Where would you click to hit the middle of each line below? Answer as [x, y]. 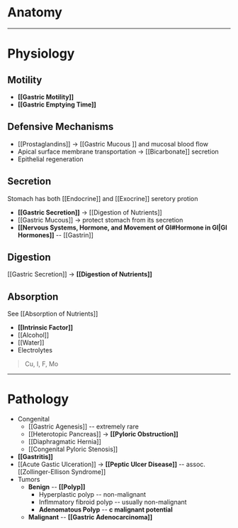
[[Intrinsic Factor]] [45, 328]
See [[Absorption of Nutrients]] [53, 314]
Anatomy [35, 12]
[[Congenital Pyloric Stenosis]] [73, 449]
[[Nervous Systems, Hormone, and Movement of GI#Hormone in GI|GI [123, 227]
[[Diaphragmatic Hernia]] [64, 442]
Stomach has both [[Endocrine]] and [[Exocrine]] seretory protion [103, 198]
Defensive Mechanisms [61, 127]
